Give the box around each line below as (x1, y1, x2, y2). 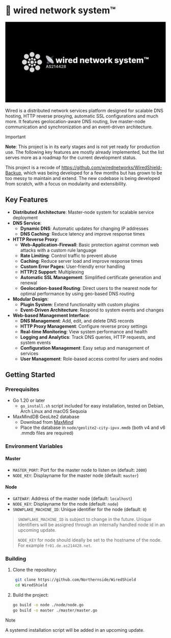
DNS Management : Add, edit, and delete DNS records (20, 317, 134, 324)
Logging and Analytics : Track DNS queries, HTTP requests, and (20, 334, 156, 340)
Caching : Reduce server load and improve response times (20, 258, 143, 264)
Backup (5, 170, 21, 176)
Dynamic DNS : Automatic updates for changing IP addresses (20, 225, 149, 232)
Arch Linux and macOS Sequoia (20, 408, 87, 415)
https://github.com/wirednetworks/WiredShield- (61, 164, 162, 170)
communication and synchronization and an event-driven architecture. (5, 124, 153, 130)
